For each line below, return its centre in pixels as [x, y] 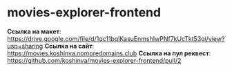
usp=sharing [25, 46]
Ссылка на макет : [34, 31]
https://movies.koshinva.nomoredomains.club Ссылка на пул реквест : [109, 53]
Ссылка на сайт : [69, 46]
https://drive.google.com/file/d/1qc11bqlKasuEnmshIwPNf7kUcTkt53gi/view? [116, 38]
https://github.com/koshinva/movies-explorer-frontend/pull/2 [94, 60]
